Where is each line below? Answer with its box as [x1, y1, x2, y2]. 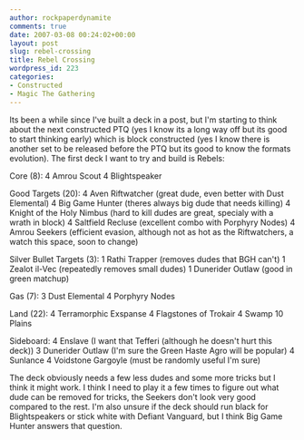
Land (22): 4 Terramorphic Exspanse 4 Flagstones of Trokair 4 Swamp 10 [9, 308, 284, 318]
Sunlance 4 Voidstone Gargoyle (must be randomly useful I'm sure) [9, 355, 261, 366]
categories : [9, 73, 54, 82]
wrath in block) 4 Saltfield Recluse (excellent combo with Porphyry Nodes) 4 [9, 217, 296, 228]
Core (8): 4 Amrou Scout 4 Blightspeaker [9, 170, 162, 181]
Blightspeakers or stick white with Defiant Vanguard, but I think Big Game [9, 410, 283, 422]
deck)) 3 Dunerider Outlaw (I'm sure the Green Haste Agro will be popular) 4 [9, 345, 295, 356]
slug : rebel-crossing [9, 47, 92, 56]
